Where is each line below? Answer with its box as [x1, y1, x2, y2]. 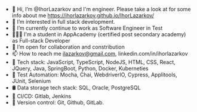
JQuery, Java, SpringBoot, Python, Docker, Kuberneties [11, 65, 149, 72]
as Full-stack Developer [11, 37, 70, 44]
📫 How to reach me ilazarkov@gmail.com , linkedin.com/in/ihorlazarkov [11, 50, 188, 57]
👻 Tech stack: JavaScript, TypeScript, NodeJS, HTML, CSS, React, [11, 59, 176, 65]
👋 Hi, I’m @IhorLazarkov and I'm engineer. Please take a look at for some [11, 6, 191, 12]
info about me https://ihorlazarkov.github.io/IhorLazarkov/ [11, 12, 154, 19]
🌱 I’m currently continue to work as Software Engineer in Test [11, 24, 163, 31]
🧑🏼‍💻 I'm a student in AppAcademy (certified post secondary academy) [11, 31, 186, 38]
